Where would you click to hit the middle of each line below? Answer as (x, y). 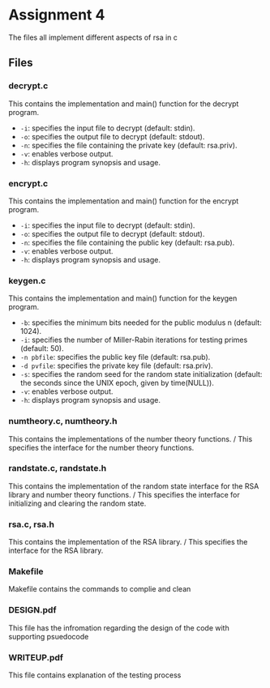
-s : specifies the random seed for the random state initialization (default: (141, 374)
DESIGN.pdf (32, 610)
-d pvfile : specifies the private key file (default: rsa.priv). (116, 365)
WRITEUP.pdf (36, 657)
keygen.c (27, 280)
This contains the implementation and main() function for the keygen (123, 298)
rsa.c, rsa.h (32, 524)
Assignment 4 (57, 15)
